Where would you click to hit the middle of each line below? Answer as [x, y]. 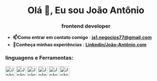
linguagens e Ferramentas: [39, 58]
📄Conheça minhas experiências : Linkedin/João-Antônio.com [80, 45]
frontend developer [86, 26]
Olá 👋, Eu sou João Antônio [86, 10]
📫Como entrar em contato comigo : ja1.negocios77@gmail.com [82, 37]
